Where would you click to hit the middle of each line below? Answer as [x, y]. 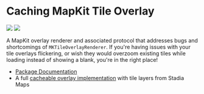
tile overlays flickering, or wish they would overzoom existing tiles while [96, 53]
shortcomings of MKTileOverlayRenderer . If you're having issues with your [98, 47]
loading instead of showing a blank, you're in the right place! [82, 59]
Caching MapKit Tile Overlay [80, 11]
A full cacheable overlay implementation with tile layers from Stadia [100, 78]
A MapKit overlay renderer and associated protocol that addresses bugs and [102, 40]
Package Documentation [46, 72]
